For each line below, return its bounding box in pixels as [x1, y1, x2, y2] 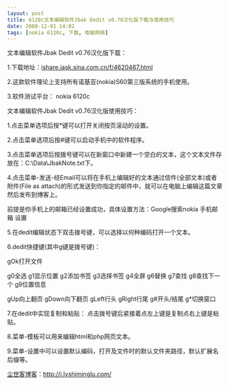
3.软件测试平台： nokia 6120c [7, 92, 90, 101]
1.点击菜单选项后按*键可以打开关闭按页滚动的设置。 [7, 121, 152, 130]
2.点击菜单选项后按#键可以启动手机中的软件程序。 [7, 136, 148, 144]
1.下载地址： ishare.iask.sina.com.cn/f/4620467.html [7, 63, 153, 72]
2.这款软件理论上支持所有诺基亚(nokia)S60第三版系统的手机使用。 [7, 78, 193, 86]
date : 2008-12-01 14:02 [7, 23, 75, 29]
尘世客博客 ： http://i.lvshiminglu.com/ [7, 370, 111, 378]
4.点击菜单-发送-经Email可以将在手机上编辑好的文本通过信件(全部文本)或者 [7, 174, 217, 182]
